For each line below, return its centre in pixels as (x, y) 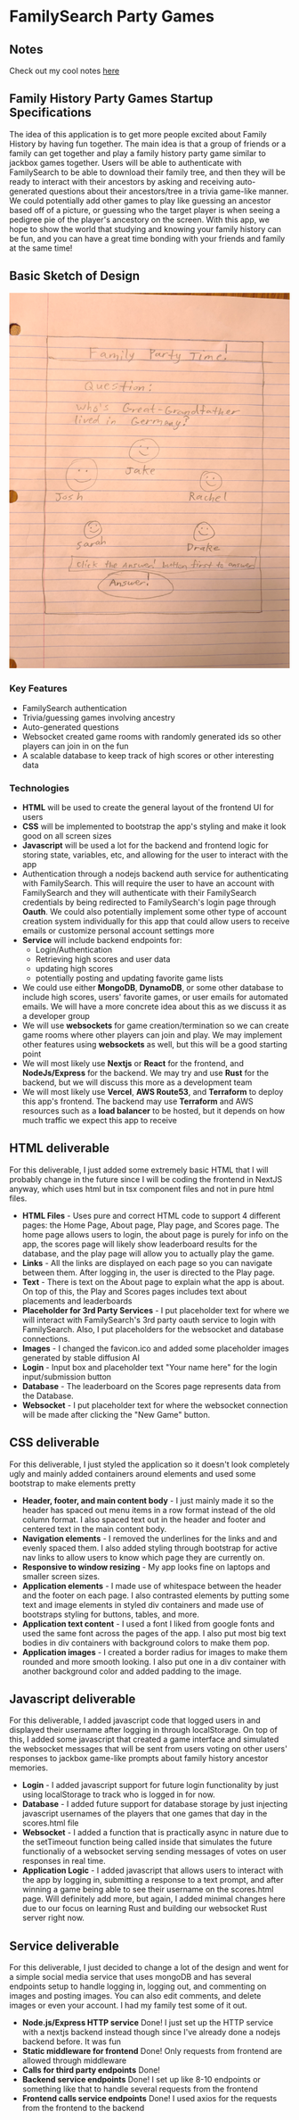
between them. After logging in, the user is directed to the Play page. (149, 1272)
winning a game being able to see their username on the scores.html (148, 1890)
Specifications (50, 113)
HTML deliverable (59, 1148)
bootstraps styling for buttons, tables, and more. (111, 1614)
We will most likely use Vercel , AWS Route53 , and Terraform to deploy (153, 1091)
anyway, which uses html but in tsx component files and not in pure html (141, 1188)
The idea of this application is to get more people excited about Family (138, 134)
